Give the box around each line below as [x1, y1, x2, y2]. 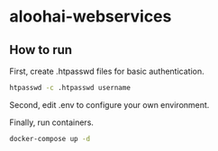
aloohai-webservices [9, 6, 172, 27]
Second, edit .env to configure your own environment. [9, 99, 210, 110]
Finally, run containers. [9, 117, 95, 128]
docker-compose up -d [9, 134, 91, 143]
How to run [9, 42, 73, 58]
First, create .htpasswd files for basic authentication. [9, 66, 204, 76]
